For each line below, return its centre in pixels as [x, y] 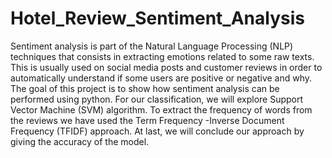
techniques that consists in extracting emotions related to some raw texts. [162, 56]
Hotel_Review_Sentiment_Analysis [157, 18]
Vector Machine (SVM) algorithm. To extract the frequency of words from [161, 109]
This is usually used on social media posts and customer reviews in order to [166, 67]
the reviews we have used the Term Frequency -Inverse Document [147, 120]
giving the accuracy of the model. [80, 141]
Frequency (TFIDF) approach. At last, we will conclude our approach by [157, 131]
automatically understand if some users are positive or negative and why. [161, 78]
